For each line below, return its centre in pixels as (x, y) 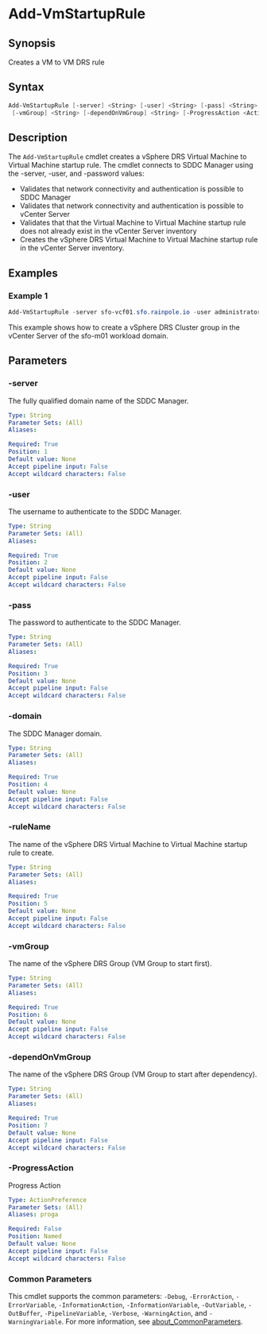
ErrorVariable (32, 1305)
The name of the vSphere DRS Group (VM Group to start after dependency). (133, 1074)
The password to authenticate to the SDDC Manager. (95, 623)
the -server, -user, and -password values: (76, 174)
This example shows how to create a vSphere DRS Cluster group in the (124, 327)
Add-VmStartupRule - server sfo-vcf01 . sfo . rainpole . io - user (110, 312)
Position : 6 (28, 1015)
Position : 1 (28, 452)
